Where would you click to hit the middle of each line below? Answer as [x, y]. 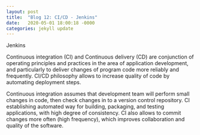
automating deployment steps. [44, 82]
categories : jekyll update [40, 28]
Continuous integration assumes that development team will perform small [98, 94]
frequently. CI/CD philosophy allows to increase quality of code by [88, 76]
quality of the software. [35, 125]
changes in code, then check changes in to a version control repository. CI [98, 100]
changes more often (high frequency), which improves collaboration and [96, 119]
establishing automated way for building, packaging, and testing [85, 107]
